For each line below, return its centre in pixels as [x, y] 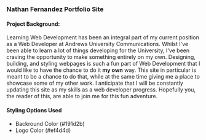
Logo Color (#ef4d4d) [43, 130]
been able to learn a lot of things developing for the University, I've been [98, 50]
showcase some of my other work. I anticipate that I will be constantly [95, 83]
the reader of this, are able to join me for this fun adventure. [82, 96]
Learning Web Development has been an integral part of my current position [103, 37]
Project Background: [33, 24]
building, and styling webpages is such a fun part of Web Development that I [103, 64]
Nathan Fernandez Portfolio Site [55, 9]
